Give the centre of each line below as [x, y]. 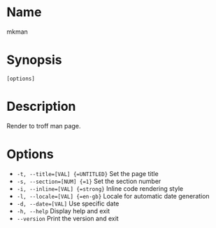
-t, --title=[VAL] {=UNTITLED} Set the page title [87, 173]
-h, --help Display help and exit [63, 210]
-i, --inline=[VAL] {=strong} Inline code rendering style [100, 188]
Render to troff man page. [44, 126]
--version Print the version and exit [68, 218]
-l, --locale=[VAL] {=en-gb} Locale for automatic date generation [113, 196]
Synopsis [34, 60]
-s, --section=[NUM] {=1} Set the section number [89, 181]
